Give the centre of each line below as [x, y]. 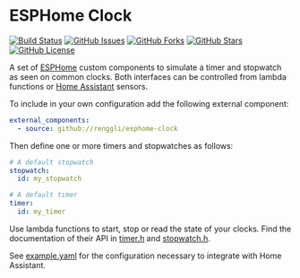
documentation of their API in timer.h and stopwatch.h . [110, 238]
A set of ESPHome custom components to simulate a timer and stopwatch [146, 67]
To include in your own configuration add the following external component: [149, 103]
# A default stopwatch [51, 162]
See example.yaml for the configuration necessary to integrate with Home [146, 256]
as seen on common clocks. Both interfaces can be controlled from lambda [148, 76]
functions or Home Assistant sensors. [79, 86]
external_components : [50, 120]
